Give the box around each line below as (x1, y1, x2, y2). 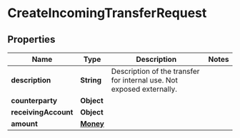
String (79, 75, 102, 85)
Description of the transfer (111, 66, 200, 76)
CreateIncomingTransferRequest (7, 5, 207, 21)
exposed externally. (111, 84, 177, 94)
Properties (7, 33, 56, 46)
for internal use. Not (111, 75, 179, 85)
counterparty (11, 96, 58, 105)
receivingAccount (11, 107, 74, 117)
